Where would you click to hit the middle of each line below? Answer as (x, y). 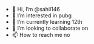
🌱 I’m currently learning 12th (47, 22)
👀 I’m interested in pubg (42, 15)
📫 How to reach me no (41, 35)
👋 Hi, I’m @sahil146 (36, 9)
